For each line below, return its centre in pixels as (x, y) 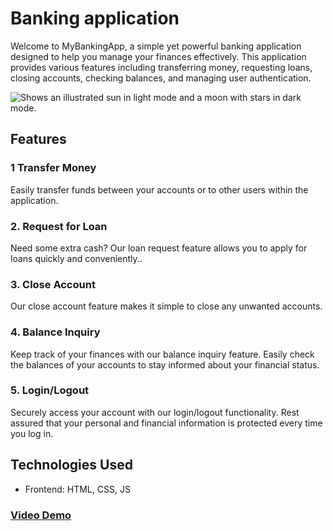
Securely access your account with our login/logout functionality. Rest (155, 412)
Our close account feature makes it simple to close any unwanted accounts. (166, 306)
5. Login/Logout (50, 390)
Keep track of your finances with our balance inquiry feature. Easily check (162, 354)
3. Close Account (53, 284)
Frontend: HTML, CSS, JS (77, 489)
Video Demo (41, 515)
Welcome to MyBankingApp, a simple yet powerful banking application (156, 46)
